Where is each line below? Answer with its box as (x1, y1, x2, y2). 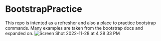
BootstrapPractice (5, 3, 82, 15)
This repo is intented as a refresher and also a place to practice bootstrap (5, 20, 156, 26)
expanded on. (5, 30, 34, 36)
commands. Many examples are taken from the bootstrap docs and (5, 25, 143, 31)
